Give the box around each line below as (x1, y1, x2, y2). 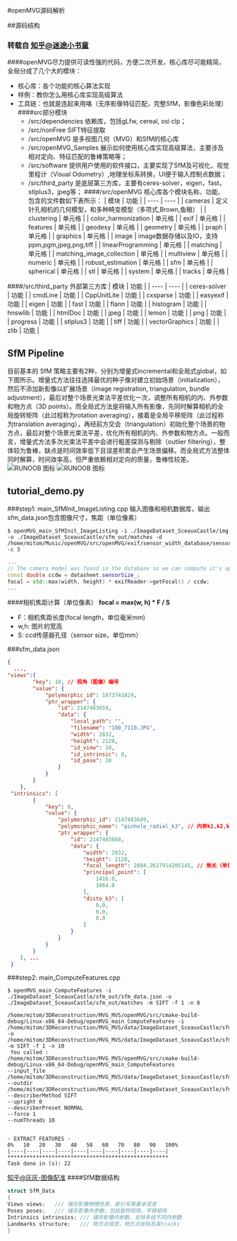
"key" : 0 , (44, 803, 74, 810)
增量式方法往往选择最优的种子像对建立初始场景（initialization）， (37, 376, 224, 384)
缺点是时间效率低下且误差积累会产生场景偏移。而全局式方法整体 (44, 446, 230, 455)
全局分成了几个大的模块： (7, 66, 82, 76)
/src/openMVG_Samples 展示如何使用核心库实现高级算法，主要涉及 (28, 143, 224, 152)
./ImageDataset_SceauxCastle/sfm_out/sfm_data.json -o (7, 993, 172, 1001)
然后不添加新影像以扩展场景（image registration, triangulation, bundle (7, 384, 210, 393)
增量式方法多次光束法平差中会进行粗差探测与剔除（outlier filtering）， (19, 437, 220, 446)
